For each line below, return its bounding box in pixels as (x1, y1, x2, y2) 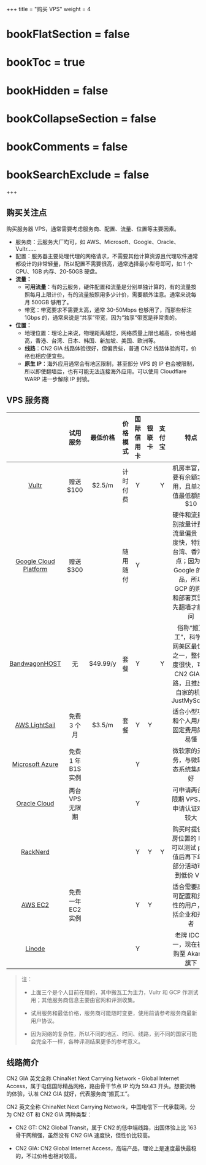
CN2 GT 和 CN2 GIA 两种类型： (13, 1111, 93, 1118)
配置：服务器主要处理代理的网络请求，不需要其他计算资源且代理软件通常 (15, 252, 198, 259)
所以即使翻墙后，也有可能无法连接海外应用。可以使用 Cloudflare (24, 368, 187, 375)
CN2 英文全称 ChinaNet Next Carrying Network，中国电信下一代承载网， (6, 1103, 190, 1111)
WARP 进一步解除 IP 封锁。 (24, 375, 93, 382)
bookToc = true (6, 55, 85, 69)
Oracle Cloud (16, 799, 55, 807)
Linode (25, 944, 45, 953)
